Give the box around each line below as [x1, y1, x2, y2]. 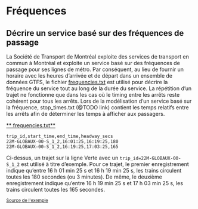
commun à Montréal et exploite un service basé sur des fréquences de [6, 60, 180, 66]
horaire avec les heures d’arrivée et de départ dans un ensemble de [6, 72, 173, 79]
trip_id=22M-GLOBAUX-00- [119, 155, 181, 161]
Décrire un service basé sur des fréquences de [6, 28, 184, 38]
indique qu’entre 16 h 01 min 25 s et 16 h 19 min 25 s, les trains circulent [6, 167, 182, 174]
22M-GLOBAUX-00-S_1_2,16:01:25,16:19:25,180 [6, 139, 119, 145]
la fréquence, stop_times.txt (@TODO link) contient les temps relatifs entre [6, 104, 189, 111]
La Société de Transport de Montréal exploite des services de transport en [6, 53, 190, 60]
